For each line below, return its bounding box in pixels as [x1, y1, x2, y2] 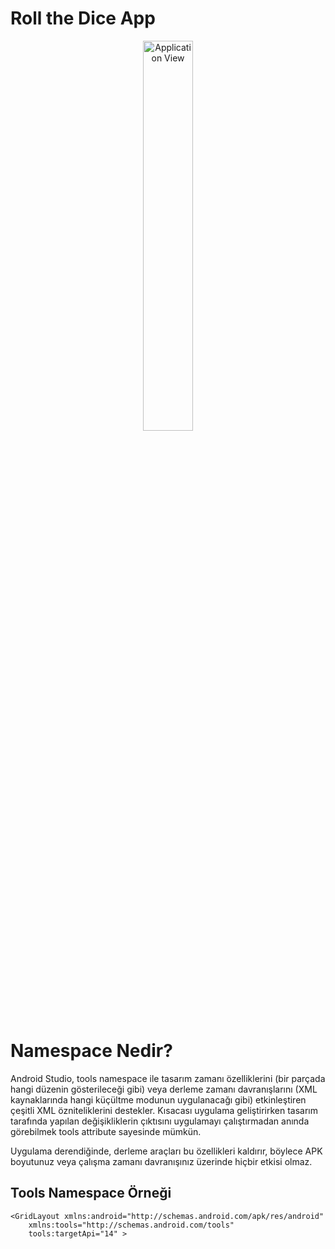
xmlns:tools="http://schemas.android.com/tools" [28, 1220, 235, 1230]
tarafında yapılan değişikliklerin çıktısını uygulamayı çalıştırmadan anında [10, 1115, 310, 1127]
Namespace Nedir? [10, 1040, 173, 1062]
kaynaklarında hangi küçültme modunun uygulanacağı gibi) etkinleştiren [10, 1093, 307, 1106]
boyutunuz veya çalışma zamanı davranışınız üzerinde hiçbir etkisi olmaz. [10, 1155, 313, 1167]
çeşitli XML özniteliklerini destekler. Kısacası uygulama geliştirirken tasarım [10, 1104, 318, 1116]
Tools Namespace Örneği [10, 1185, 172, 1202]
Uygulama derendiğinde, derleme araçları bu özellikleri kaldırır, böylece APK [10, 1145, 323, 1157]
